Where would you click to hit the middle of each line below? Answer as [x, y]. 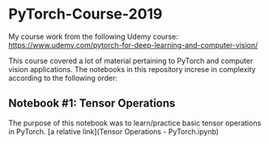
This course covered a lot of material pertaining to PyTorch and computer [131, 61]
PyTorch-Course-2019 [85, 14]
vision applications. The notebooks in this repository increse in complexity [132, 69]
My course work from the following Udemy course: [93, 36]
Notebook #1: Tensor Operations [92, 103]
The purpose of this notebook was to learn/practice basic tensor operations [135, 123]
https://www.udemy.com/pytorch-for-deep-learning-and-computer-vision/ [133, 44]
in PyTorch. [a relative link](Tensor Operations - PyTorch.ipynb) [114, 131]
